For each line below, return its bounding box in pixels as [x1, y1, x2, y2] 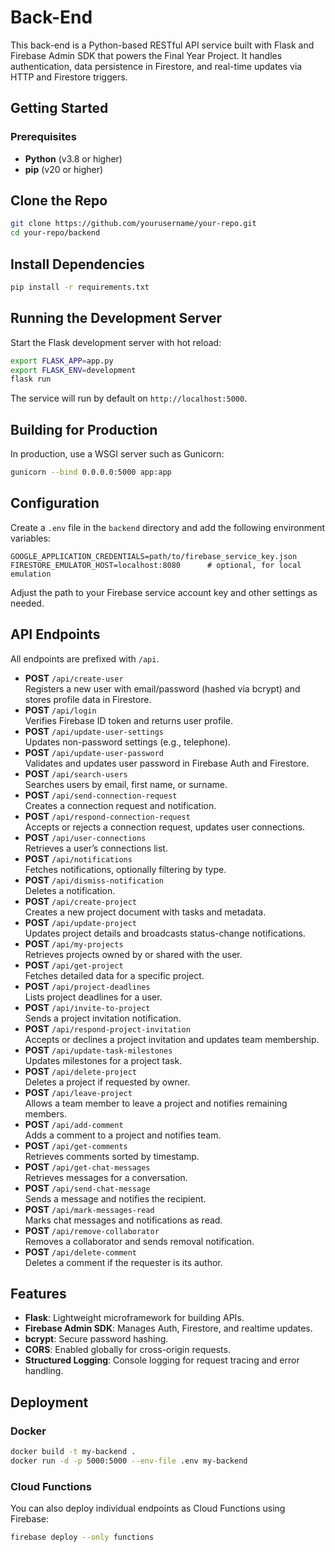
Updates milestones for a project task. [24, 1054, 183, 1066]
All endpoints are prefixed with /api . [10, 652, 160, 665]
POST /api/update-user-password [24, 746, 164, 758]
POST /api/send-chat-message [24, 1182, 151, 1194]
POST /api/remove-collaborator [24, 1224, 160, 1236]
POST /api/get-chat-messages [24, 1161, 151, 1173]
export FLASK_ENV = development [10, 365, 137, 375]
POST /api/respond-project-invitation [24, 1022, 191, 1035]
